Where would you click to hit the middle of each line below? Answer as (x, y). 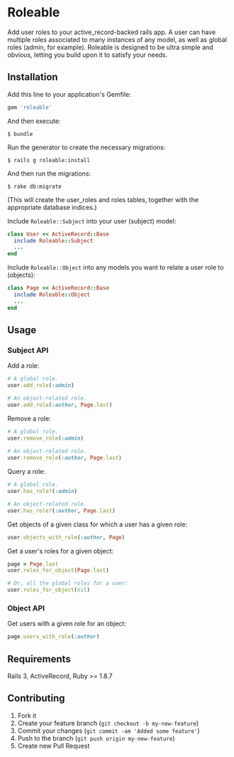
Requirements (39, 659)
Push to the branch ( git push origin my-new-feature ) (96, 738)
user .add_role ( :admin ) (41, 386)
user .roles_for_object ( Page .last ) (58, 571)
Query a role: (27, 472)
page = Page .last (33, 564)
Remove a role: (29, 418)
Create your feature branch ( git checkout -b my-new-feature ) (108, 723)
